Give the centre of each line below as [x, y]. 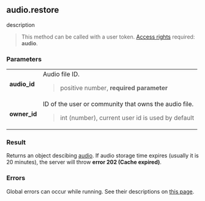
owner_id [23, 114]
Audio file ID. [61, 74]
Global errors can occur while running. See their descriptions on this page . [100, 191]
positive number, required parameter [114, 88]
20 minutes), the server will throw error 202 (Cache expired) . [84, 162]
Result [16, 142]
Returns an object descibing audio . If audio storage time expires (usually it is [102, 156]
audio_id [22, 84]
